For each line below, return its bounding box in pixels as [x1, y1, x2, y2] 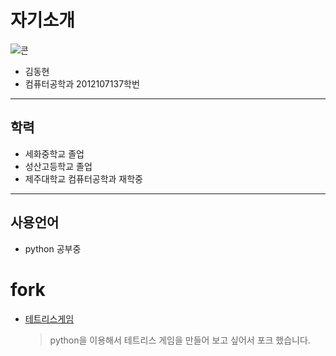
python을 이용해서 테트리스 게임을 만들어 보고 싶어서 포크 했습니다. [49, 334, 311, 346]
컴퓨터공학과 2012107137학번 [24, 77, 140, 90]
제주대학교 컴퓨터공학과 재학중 [24, 172, 143, 185]
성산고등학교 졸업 [24, 160, 93, 172]
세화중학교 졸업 [24, 147, 85, 160]
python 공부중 [24, 242, 82, 255]
